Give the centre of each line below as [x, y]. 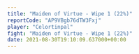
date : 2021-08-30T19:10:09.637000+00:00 [67, 40]
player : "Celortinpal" [40, 27]
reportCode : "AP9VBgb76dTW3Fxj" [54, 20]
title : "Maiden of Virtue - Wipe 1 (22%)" [70, 14]
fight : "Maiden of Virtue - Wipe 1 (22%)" [70, 33]
